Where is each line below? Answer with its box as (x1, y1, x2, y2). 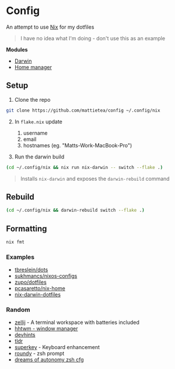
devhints (14, 332, 36, 339)
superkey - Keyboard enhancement (14, 344, 100, 351)
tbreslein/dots (14, 266, 48, 273)
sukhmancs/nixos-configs (14, 273, 78, 280)
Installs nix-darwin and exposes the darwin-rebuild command (20, 175, 170, 182)
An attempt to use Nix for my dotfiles (6, 23, 94, 30)
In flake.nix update (14, 118, 63, 125)
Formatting (6, 223, 47, 233)
